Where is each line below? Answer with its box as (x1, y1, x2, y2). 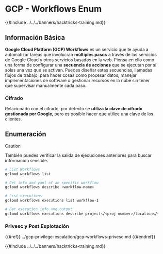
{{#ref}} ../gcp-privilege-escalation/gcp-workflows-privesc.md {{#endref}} (5, 234, 156, 240)
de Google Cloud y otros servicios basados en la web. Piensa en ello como (5, 57, 154, 63)
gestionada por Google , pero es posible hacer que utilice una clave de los (5, 111, 154, 117)
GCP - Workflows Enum (5, 3, 102, 15)
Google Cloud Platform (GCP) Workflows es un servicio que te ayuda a (5, 46, 149, 52)
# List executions (5, 193, 42, 199)
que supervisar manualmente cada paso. (5, 83, 87, 88)
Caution (5, 143, 21, 149)
